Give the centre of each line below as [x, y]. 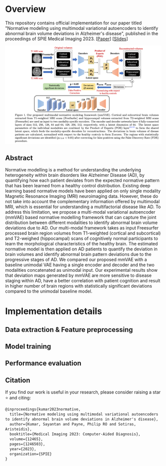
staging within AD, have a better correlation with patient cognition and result [83, 281]
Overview [26, 9]
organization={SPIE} [31, 454]
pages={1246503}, [28, 444]
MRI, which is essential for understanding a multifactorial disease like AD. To [83, 207]
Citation [18, 380]
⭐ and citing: [18, 398]
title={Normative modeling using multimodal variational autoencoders [84, 414]
